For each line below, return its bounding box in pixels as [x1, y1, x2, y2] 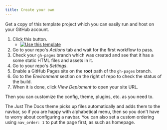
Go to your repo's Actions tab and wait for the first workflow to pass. [12, 46, 154, 52]
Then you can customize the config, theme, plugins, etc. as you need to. [5, 93, 154, 99]
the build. [12, 78, 32, 84]
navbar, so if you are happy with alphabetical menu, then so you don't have [5, 108, 160, 114]
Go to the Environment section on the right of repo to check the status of [12, 73, 162, 79]
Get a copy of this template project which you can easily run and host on [5, 21, 155, 27]
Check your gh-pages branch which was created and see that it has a [12, 52, 154, 58]
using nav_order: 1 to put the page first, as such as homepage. [5, 119, 136, 125]
